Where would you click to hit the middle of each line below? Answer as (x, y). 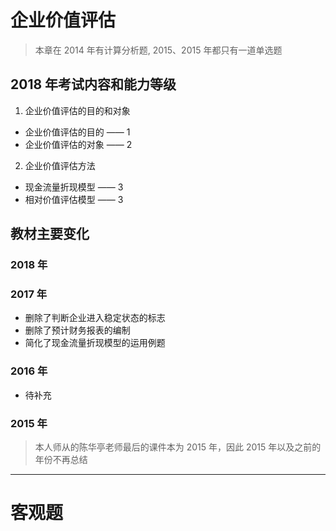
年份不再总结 (61, 459)
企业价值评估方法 (60, 165)
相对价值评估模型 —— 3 (74, 199)
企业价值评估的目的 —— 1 (77, 132)
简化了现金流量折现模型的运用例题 (95, 343)
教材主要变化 (50, 234)
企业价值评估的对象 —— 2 (78, 144)
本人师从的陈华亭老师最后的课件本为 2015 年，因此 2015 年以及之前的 (178, 447)
